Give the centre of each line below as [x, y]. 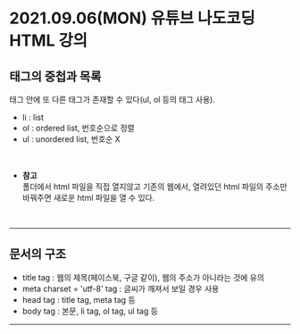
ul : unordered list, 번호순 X [71, 139]
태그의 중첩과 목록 [55, 76]
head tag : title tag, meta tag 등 [79, 299]
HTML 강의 [48, 41]
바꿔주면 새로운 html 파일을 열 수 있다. [88, 198]
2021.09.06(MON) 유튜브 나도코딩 [133, 18]
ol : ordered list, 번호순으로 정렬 [79, 128]
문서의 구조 [38, 254]
